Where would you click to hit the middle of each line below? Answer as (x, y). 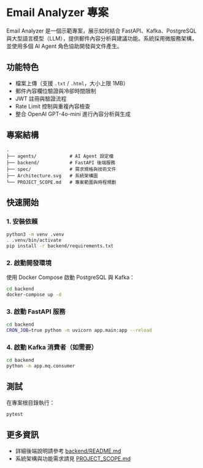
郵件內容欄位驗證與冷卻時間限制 (56, 91)
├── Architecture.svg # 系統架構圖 (52, 175)
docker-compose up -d (34, 295)
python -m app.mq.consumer (41, 366)
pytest (15, 414)
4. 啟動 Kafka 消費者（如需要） (52, 347)
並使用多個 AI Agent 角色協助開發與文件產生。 (64, 46)
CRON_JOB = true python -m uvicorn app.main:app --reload (79, 331)
